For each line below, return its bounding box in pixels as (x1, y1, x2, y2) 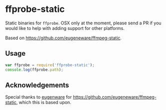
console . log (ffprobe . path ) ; (5, 67, 64, 72)
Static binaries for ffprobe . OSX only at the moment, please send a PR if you (5, 20, 162, 26)
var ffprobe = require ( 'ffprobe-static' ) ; (5, 62, 95, 68)
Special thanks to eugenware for (5, 94, 72, 100)
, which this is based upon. (16, 100, 71, 106)
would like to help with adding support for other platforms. (5, 25, 125, 31)
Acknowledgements (5, 81, 69, 89)
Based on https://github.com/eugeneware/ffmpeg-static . (5, 35, 122, 41)
